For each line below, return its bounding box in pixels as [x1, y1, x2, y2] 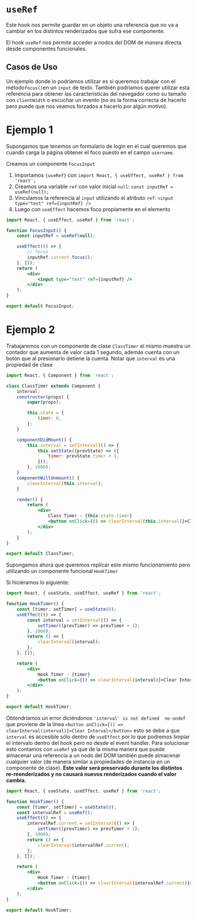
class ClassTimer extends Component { [6, 383, 101, 389]
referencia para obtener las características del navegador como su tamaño [6, 90, 186, 97]
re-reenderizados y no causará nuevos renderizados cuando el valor [6, 770, 177, 778]
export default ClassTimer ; [6, 551, 75, 557]
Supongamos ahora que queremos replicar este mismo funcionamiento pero [6, 561, 191, 568]
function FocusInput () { [6, 228, 67, 233]
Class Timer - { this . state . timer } [47, 513, 133, 519]
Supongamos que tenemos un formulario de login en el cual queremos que [6, 143, 187, 150]
